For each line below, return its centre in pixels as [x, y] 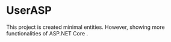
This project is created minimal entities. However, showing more [85, 27]
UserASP [29, 10]
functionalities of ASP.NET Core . [47, 33]
